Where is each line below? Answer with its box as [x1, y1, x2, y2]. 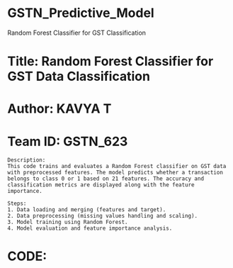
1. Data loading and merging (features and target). [7, 206, 166, 213]
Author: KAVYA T [7, 101, 112, 117]
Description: [7, 157, 46, 164]
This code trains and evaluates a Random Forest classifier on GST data [7, 163, 227, 170]
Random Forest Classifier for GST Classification [7, 28, 147, 37]
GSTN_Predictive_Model [7, 5, 154, 21]
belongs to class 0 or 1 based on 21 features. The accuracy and [7, 175, 204, 182]
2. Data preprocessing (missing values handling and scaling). [7, 213, 198, 220]
